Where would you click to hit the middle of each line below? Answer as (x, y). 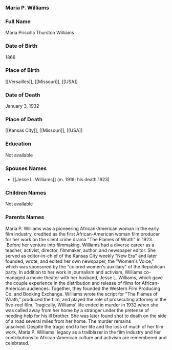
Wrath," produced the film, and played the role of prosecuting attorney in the (86, 299)
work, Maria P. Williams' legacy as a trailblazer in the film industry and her (83, 332)
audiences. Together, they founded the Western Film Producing (93, 288)
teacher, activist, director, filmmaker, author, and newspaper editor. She (81, 250)
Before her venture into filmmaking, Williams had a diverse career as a (80, 245)
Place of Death (24, 120)
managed (15, 277)
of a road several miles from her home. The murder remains (68, 321)
